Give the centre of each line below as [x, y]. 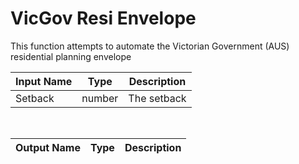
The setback [157, 98]
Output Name [48, 147]
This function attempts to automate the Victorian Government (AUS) [150, 46]
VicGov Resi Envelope [103, 18]
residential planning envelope [71, 56]
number [100, 98]
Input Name [44, 81]
